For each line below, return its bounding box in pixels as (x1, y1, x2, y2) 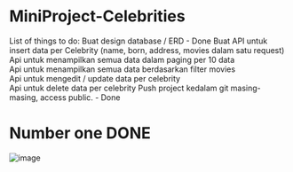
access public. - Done (39, 91, 121, 103)
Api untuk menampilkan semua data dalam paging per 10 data (9, 54, 235, 65)
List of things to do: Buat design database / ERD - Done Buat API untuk (9, 35, 268, 46)
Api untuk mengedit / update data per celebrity (9, 73, 180, 83)
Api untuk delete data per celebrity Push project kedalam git (9, 82, 229, 93)
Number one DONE (9, 123, 151, 144)
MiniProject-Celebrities (9, 6, 186, 27)
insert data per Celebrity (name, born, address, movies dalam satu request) (9, 44, 285, 55)
